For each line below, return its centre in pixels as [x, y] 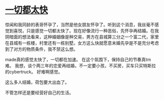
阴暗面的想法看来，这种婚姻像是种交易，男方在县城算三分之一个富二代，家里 [82, 37]
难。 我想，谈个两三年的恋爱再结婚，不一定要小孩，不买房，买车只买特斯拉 [81, 65]
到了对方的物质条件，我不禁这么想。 [41, 49]
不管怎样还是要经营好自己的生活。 [39, 92]
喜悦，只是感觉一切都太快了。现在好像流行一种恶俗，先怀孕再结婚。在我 [86, 30]
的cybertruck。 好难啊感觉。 [34, 72]
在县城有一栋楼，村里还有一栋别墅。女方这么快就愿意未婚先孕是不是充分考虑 [82, 43]
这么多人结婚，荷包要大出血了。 [37, 82]
